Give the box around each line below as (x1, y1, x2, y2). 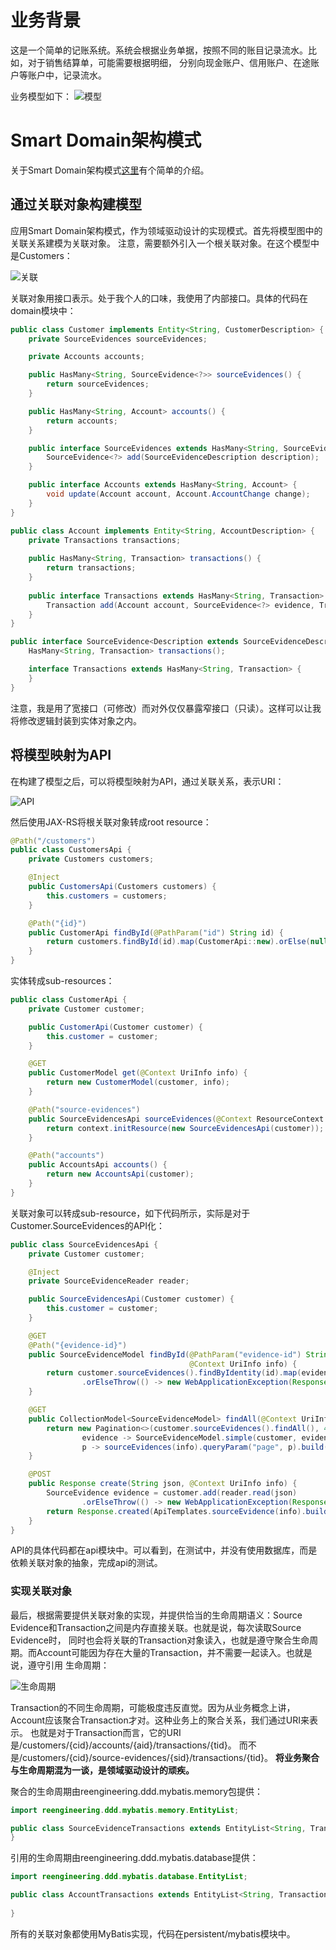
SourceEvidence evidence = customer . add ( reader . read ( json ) (46, 1488, 298, 1498)
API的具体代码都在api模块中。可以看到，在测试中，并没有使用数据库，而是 (10, 1544, 318, 1556)
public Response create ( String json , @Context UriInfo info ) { (28, 1479, 298, 1489)
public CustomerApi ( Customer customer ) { (28, 1022, 203, 1032)
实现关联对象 (10, 1584, 73, 1598)
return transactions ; (46, 563, 137, 573)
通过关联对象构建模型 (10, 196, 142, 213)
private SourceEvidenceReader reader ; (28, 1276, 190, 1286)
